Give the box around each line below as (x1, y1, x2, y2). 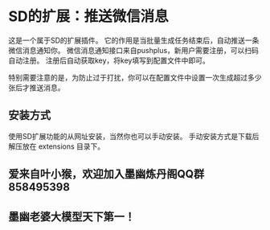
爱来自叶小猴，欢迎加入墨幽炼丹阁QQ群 (8, 167, 205, 181)
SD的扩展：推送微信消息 (8, 7, 169, 26)
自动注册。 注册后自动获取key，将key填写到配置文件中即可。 (8, 55, 211, 65)
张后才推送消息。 (8, 82, 65, 92)
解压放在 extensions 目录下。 (8, 142, 105, 151)
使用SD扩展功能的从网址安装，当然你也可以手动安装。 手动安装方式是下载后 (8, 131, 260, 141)
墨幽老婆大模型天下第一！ (8, 210, 135, 224)
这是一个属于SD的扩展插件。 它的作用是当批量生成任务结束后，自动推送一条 (8, 35, 260, 45)
